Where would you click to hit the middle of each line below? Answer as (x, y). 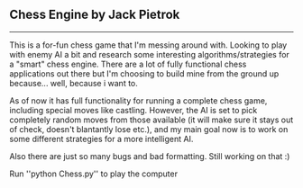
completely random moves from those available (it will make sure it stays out (151, 120)
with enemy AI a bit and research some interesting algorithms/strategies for (150, 54)
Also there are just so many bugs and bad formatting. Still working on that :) (150, 156)
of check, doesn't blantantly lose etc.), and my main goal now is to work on (149, 129)
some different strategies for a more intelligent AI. (101, 139)
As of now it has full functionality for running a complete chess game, (138, 100)
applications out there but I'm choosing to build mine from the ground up (144, 73)
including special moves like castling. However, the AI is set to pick (133, 110)
